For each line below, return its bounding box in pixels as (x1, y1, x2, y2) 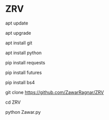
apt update (5, 20, 28, 26)
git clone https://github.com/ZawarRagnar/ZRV (5, 89, 104, 95)
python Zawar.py (5, 109, 41, 115)
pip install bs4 (5, 79, 35, 85)
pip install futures (5, 69, 42, 76)
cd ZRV (5, 99, 21, 105)
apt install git (5, 39, 32, 46)
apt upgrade (5, 30, 32, 36)
